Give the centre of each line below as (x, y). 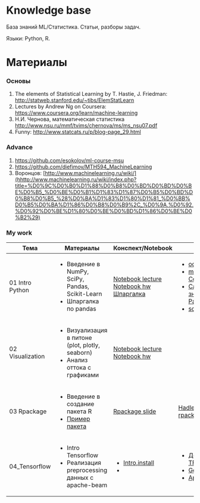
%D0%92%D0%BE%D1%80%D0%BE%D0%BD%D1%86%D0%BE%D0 (103, 211)
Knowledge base (49, 10)
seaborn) (79, 353)
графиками (83, 375)
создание (80, 404)
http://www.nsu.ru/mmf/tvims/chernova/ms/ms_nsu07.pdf (86, 126)
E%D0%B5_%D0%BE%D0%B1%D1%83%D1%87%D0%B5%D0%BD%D (104, 192)
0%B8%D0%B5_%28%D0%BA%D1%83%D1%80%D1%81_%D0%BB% (102, 198)
